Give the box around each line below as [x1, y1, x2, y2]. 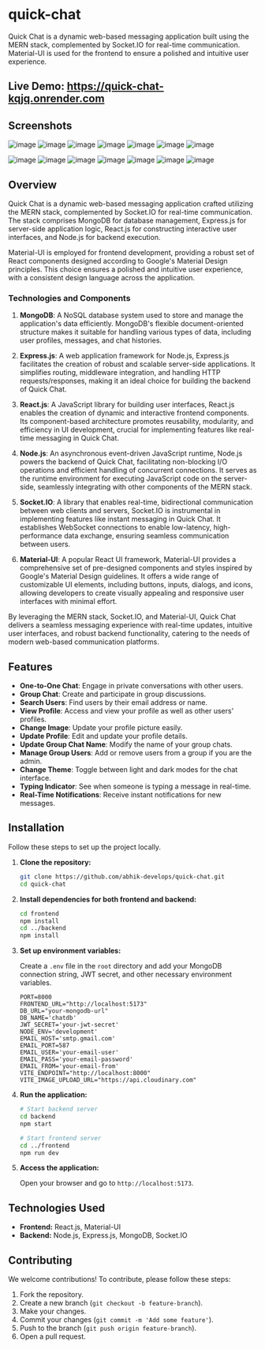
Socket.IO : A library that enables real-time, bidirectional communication [19, 497, 254, 507]
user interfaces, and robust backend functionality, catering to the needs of [8, 629, 250, 639]
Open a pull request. [19, 1332, 87, 1341]
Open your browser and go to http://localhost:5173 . [19, 1179, 194, 1188]
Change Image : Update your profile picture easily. [19, 723, 183, 733]
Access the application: [19, 1163, 100, 1173]
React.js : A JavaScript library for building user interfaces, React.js [19, 400, 235, 410]
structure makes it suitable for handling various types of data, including [19, 328, 252, 337]
